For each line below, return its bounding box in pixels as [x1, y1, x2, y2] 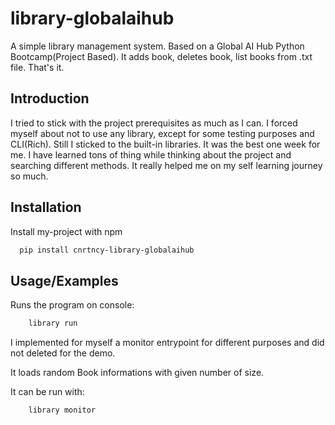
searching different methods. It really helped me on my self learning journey [10, 159, 323, 171]
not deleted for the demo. [10, 347, 116, 359]
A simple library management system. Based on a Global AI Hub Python [10, 40, 305, 52]
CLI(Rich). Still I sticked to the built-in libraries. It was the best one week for [10, 138, 321, 150]
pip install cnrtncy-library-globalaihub [19, 245, 195, 255]
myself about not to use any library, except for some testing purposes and [10, 127, 315, 139]
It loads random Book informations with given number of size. [10, 367, 265, 379]
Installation [10, 199, 82, 216]
